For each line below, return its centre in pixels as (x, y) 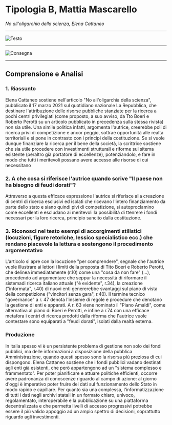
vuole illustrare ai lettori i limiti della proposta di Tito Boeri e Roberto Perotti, (85, 267)
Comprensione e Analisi (44, 74)
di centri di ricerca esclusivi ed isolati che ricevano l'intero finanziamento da (85, 201)
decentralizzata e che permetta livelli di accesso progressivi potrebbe (79, 406)
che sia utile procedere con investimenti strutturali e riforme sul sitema (80, 149)
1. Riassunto (21, 89)
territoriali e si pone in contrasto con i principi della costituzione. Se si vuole (85, 138)
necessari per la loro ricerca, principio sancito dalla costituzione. (73, 218)
